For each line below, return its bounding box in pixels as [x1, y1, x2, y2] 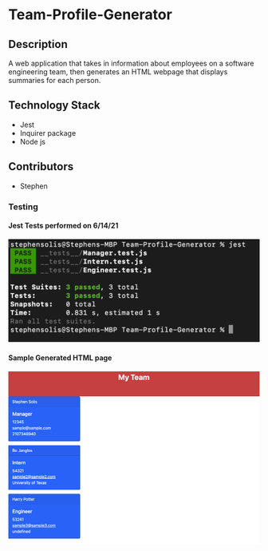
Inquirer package [19, 128, 77, 137]
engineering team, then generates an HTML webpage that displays [8, 67, 228, 77]
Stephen [19, 181, 48, 191]
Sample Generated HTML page [8, 353, 112, 363]
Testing [8, 201, 38, 212]
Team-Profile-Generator [8, 6, 173, 24]
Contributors [8, 160, 74, 173]
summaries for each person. [8, 76, 101, 85]
